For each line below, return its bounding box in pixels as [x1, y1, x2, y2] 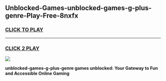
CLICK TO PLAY [5, 27, 43, 33]
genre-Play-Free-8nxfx [5, 12, 79, 20]
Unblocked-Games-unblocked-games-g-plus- [5, 4, 152, 12]
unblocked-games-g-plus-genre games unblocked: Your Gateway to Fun [5, 65, 158, 71]
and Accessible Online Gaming [5, 70, 70, 76]
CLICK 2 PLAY [5, 45, 40, 52]
